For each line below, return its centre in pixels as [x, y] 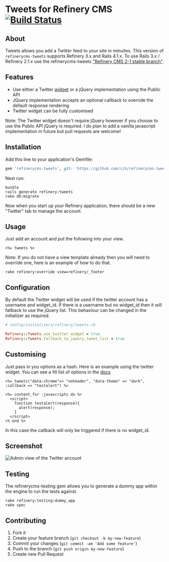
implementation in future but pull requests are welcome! [63, 131]
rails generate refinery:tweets [39, 192]
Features [19, 77]
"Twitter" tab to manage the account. [44, 211]
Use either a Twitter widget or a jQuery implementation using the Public [87, 89]
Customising [26, 355]
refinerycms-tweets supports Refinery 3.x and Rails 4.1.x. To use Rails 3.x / [82, 56]
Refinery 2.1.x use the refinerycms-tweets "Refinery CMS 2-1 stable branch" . [84, 61]
